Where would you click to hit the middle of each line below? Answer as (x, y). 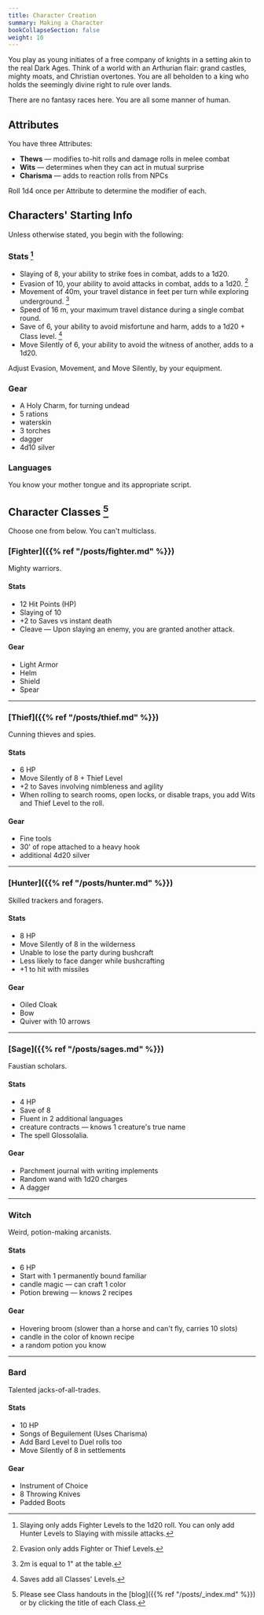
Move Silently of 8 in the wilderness (77, 944)
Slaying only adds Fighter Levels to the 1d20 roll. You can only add (127, 1525)
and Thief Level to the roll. (62, 804)
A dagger (35, 1187)
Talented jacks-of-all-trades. (55, 1389)
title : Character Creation (52, 15)
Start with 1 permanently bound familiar (83, 1276)
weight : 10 (26, 37)
